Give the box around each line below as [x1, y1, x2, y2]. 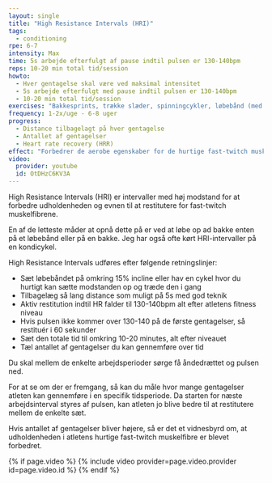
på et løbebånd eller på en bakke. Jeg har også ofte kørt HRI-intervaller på [8, 234, 257, 243]
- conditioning [15, 34, 67, 43]
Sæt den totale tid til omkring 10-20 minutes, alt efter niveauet [19, 333, 227, 343]
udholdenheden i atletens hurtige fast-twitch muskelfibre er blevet [8, 432, 229, 442]
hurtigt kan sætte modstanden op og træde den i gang [19, 282, 202, 291]
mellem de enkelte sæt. [8, 408, 87, 417]
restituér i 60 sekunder [19, 325, 97, 334]
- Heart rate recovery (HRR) [15, 139, 114, 148]
